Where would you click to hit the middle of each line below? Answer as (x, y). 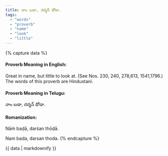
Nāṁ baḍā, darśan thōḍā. (32, 128)
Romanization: (21, 117)
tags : (11, 15)
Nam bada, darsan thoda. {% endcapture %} (52, 139)
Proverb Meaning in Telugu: (35, 93)
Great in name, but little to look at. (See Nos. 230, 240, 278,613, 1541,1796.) (84, 76)
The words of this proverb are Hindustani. (49, 82)
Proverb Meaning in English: (36, 65)
